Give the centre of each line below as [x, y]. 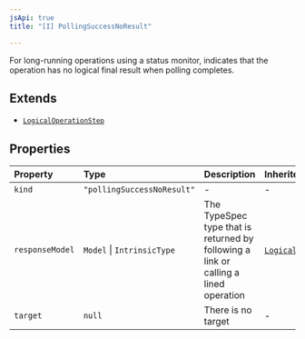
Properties [40, 149]
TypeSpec [226, 216]
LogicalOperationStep [63, 121]
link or [217, 262]
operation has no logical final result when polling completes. [122, 70]
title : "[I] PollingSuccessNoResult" [81, 26]
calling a [222, 273]
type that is [228, 227]
